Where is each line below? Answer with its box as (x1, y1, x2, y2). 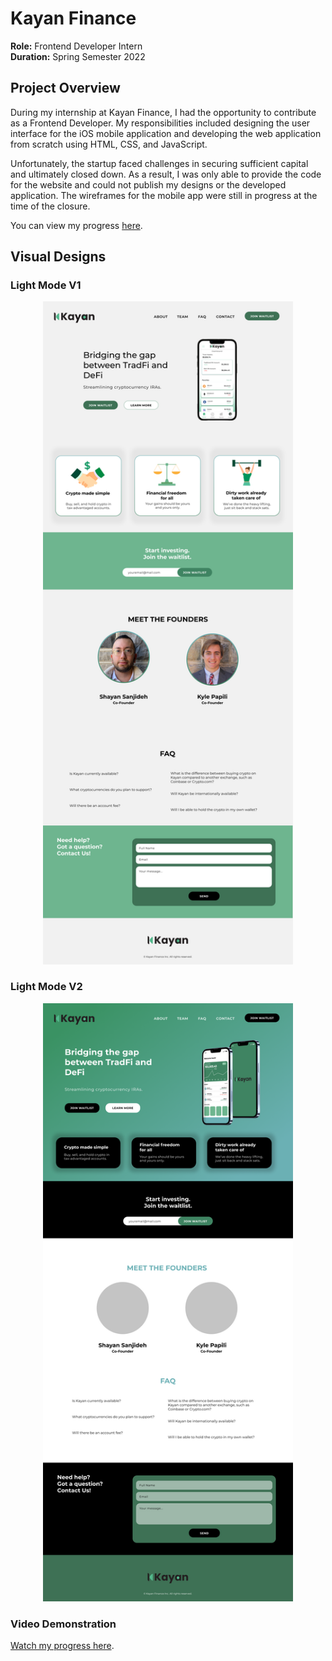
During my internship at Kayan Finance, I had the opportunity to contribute (10, 106, 317, 118)
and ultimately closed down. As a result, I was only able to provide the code (10, 168, 322, 180)
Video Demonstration (10, 1617, 117, 1631)
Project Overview (10, 80, 121, 97)
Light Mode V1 (10, 278, 82, 292)
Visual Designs (10, 248, 107, 266)
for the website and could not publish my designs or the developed (10, 178, 287, 191)
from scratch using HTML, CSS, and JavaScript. (10, 138, 208, 150)
